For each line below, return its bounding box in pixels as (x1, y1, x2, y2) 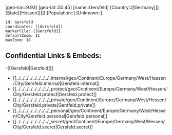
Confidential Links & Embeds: (5, 51, 102, 60)
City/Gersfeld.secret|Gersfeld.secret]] (12, 124, 93, 130)
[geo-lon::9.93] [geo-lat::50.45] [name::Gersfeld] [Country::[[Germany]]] (5, 5, 159, 10)
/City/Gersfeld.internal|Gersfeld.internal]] (12, 80, 100, 86)
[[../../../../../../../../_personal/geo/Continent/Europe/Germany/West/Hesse (12, 107, 166, 114)
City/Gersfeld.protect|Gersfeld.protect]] (12, 91, 97, 97)
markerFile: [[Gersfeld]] (5, 29, 61, 34)
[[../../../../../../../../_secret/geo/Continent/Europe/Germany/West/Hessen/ (12, 118, 165, 124)
